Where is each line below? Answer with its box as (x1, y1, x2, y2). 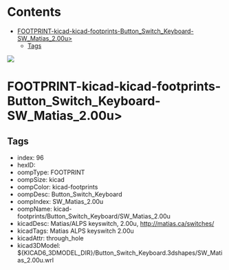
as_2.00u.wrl (17, 256, 54, 264)
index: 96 (17, 153, 44, 162)
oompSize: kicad (17, 175, 65, 183)
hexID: (17, 160, 36, 169)
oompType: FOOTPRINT (17, 168, 85, 176)
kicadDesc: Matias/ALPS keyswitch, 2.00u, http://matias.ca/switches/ (17, 219, 215, 227)
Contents (7, 4, 62, 20)
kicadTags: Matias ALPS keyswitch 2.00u (17, 227, 134, 235)
